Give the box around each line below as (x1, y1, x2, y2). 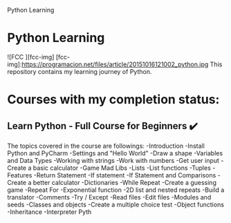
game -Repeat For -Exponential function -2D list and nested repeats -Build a (7, 186, 225, 194)
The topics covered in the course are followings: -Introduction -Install (7, 142, 205, 150)
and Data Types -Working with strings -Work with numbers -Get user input (7, 156, 220, 164)
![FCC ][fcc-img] (7, 52, 55, 61)
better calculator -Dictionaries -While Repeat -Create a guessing (33, 178, 216, 186)
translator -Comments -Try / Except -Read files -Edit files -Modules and (7, 193, 212, 201)
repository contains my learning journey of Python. (7, 67, 152, 75)
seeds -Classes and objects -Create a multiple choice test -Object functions (7, 200, 225, 209)
